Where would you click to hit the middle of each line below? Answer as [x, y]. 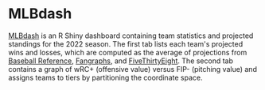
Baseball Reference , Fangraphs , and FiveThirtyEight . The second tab [121, 61]
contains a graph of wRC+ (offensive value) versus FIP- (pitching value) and [132, 69]
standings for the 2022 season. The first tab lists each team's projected [126, 43]
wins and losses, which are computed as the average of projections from [128, 52]
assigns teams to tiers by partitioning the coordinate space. [105, 77]
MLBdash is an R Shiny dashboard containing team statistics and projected [131, 36]
